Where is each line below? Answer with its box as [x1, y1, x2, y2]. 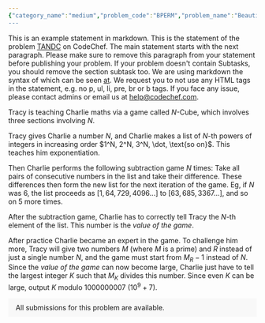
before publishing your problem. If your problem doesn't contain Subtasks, [8, 58, 251, 68]
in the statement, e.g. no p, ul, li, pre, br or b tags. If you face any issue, [8, 84, 241, 93]
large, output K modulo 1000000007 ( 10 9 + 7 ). [8, 281, 158, 292]
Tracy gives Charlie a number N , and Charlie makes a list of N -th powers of [8, 131, 252, 141]
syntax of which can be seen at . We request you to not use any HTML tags [8, 75, 251, 85]
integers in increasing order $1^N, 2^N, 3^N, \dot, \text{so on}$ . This [8, 139, 230, 148]
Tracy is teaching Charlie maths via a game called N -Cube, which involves [8, 107, 250, 117]
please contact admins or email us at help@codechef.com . [8, 92, 200, 101]
